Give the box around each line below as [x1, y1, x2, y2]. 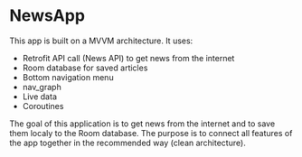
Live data [22, 91, 57, 102]
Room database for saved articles [22, 62, 148, 73]
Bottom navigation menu [22, 71, 115, 82]
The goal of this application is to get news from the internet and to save [9, 118, 276, 129]
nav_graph [22, 81, 61, 92]
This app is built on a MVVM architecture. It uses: [9, 35, 193, 46]
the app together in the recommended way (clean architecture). [9, 137, 246, 148]
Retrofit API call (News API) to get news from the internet [22, 52, 235, 63]
